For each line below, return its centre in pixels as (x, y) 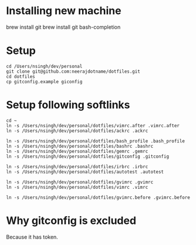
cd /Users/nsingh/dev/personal (44, 66)
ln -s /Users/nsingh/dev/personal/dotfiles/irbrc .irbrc (77, 166)
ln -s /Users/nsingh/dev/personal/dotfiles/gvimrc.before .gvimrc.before (98, 198)
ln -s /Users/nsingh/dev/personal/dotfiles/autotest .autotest (85, 172)
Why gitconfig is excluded (71, 220)
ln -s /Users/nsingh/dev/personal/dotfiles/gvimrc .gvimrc (80, 182)
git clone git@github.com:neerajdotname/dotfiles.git (73, 72)
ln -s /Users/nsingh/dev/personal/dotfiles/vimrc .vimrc (77, 187)
